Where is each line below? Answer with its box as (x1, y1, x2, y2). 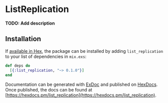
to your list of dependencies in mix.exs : (5, 53, 87, 59)
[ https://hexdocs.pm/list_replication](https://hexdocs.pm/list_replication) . (5, 92, 157, 98)
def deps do (5, 63, 30, 68)
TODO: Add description (5, 20, 55, 26)
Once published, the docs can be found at (5, 87, 93, 93)
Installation (5, 35, 41, 43)
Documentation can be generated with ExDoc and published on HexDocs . (5, 81, 158, 87)
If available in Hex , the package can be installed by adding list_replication (5, 48, 163, 54)
